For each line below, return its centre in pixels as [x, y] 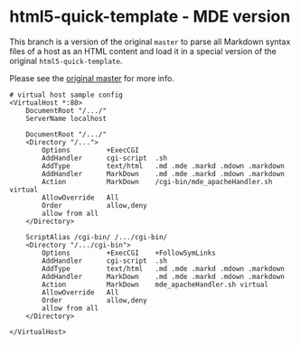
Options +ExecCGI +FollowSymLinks [129, 253]
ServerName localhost [66, 118]
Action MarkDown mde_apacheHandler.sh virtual [155, 284]
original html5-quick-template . [66, 61]
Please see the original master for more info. [92, 78]
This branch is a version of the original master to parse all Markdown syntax [150, 42]
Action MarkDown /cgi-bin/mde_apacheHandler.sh [157, 182]
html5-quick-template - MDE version [150, 17]
